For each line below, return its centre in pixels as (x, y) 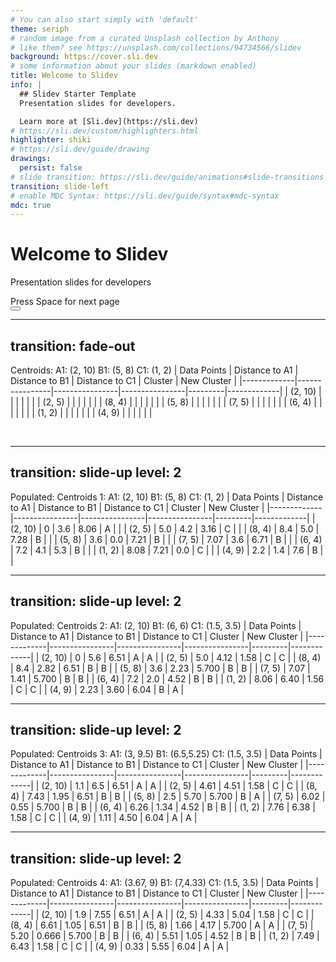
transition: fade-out (73, 346)
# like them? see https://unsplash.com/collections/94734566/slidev (156, 47)
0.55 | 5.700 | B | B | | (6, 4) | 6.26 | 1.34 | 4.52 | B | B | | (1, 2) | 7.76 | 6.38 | (163, 807)
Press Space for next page (65, 302)
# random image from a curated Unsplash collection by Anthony (145, 38)
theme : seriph (40, 29)
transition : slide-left (60, 186)
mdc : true (31, 205)
